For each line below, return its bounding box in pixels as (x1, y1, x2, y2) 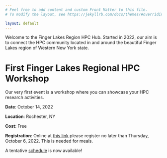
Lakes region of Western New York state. (5, 45, 89, 51)
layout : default (5, 21, 39, 26)
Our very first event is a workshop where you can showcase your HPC (5, 89, 149, 95)
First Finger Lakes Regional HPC (5, 62, 140, 73)
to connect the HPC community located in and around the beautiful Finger (5, 40, 157, 46)
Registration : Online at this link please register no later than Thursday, (5, 133, 149, 139)
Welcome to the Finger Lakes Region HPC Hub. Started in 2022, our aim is (5, 34, 158, 40)
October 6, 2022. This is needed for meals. (5, 138, 93, 144)
